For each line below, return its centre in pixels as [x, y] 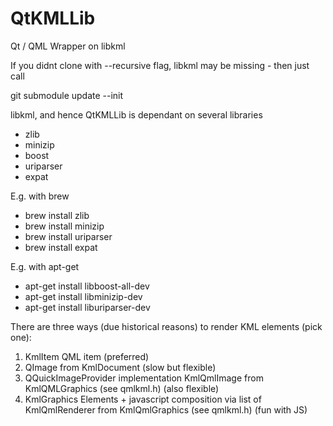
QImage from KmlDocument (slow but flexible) [120, 367]
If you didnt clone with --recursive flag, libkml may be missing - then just [160, 65]
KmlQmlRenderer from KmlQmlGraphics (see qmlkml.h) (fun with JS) [166, 409]
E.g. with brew [40, 196]
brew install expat [61, 247]
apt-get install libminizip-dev [83, 296]
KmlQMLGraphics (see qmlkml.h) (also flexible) [122, 388]
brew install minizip [64, 226]
